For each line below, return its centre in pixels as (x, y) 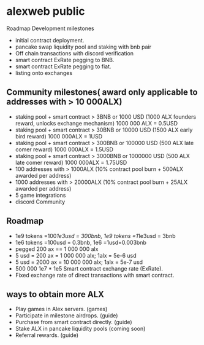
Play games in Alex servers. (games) (61, 309)
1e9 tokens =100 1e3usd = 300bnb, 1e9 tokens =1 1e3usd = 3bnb (95, 236)
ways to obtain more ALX (55, 294)
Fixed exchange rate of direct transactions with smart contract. (95, 275)
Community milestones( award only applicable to (102, 93)
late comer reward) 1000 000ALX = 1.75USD (71, 162)
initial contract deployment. (50, 40)
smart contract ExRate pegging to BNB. (65, 60)
